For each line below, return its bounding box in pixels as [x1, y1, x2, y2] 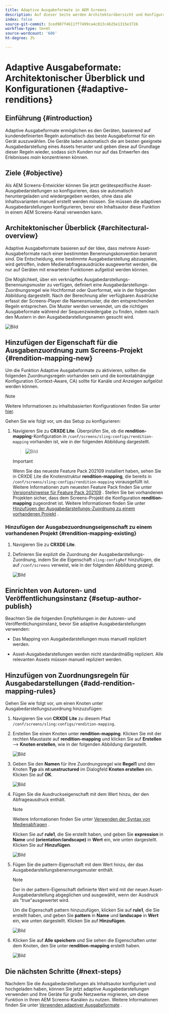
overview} [5, 232, 39, 240]
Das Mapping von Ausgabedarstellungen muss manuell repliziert [12, 636, 147, 642]
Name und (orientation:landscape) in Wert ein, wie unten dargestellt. [12, 837, 158, 843]
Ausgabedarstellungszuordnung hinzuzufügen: [5, 705, 103, 712]
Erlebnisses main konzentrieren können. [5, 154, 89, 160]
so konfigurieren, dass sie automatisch [53, 187, 133, 193]
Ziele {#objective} [5, 169, 63, 177]
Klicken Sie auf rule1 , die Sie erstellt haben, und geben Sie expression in [12, 831, 163, 837]
